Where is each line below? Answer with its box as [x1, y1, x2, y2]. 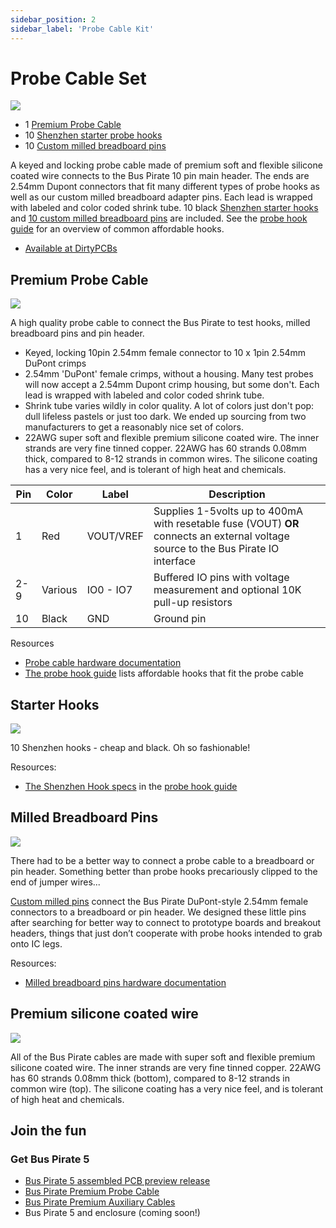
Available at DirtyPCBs [24, 242, 118, 255]
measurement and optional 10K [153, 583, 302, 597]
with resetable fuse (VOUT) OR [153, 517, 300, 531]
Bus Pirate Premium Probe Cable [24, 1186, 160, 1198]
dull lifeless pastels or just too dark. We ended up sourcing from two [24, 411, 307, 423]
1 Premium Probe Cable [24, 119, 122, 131]
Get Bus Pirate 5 [10, 1152, 90, 1166]
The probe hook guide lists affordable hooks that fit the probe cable [24, 667, 304, 680]
